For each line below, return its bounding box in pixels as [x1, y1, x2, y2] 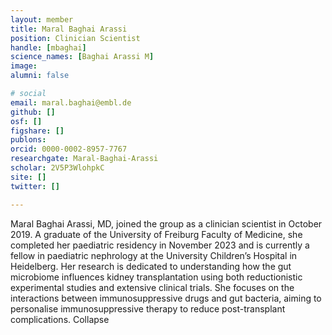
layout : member [10, 14, 74, 25]
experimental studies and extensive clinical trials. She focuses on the [10, 281, 295, 293]
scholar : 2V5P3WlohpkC [10, 163, 105, 173]
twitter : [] [10, 181, 60, 191]
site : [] [10, 172, 47, 182]
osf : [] [10, 116, 43, 126]
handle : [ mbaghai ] [10, 42, 87, 53]
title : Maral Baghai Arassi [10, 24, 128, 34]
